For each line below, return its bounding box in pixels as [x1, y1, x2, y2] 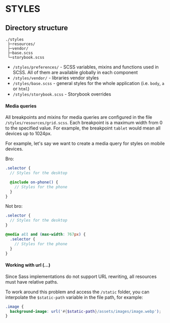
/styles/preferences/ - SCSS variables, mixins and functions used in [12, 64, 159, 70]
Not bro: [5, 203, 23, 209]
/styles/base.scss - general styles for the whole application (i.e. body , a [12, 80, 165, 86]
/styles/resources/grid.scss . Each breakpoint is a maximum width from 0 [5, 120, 163, 126]
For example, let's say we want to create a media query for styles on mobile [5, 140, 165, 146]
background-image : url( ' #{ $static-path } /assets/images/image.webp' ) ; [10, 309, 161, 314]
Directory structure [5, 24, 68, 32]
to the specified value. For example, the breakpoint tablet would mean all [5, 125, 161, 131]
